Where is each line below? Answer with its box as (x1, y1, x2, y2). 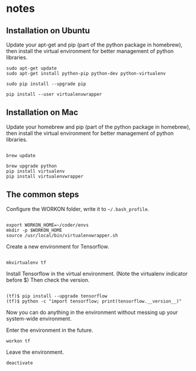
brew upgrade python (6, 163, 58, 169)
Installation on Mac (6, 108, 78, 118)
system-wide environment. (6, 315, 72, 322)
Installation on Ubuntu (6, 26, 90, 36)
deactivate (6, 360, 33, 366)
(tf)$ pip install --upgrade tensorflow (6, 293, 108, 299)
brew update (6, 152, 36, 159)
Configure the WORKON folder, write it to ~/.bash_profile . (6, 205, 150, 212)
